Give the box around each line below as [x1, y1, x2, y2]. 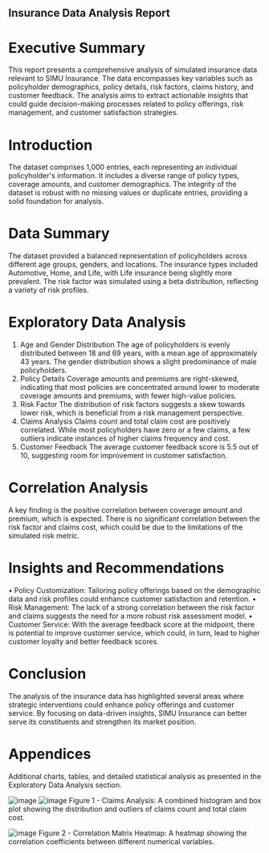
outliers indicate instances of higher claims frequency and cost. [19, 433, 230, 444]
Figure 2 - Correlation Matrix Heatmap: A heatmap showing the [39, 828, 247, 838]
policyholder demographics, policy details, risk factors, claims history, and [8, 82, 255, 91]
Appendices [8, 745, 92, 763]
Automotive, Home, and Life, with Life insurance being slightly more [8, 268, 233, 278]
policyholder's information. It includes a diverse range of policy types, [8, 171, 239, 181]
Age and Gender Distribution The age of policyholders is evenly [19, 340, 230, 350]
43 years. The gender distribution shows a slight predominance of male [19, 357, 257, 367]
